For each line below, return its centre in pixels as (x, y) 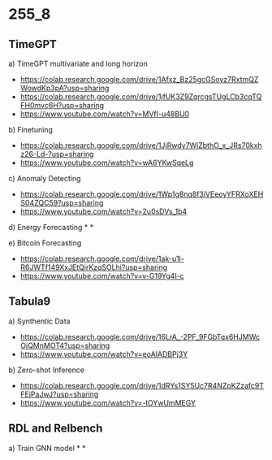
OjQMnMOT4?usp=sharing (65, 345)
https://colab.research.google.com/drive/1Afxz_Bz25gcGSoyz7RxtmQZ (139, 79)
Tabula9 (30, 302)
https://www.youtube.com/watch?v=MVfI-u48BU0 (105, 114)
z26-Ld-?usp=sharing (57, 154)
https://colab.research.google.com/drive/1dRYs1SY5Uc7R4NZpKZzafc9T (142, 385)
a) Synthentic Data (39, 321)
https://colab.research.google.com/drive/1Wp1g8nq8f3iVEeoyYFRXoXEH (142, 194)
